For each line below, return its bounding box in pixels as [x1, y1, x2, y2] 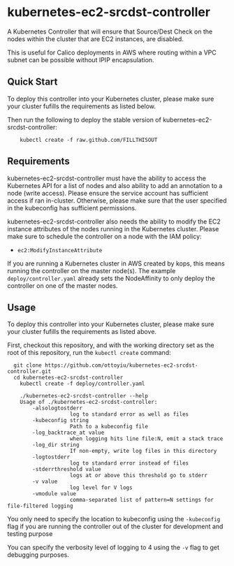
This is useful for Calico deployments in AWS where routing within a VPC [7, 48, 217, 57]
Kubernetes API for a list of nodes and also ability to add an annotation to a [7, 181, 223, 189]
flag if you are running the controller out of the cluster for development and [7, 522, 224, 531]
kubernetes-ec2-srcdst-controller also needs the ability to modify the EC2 [7, 217, 221, 226]
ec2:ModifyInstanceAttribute [17, 247, 103, 254]
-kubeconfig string [32, 417, 89, 424]
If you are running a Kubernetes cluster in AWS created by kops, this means [7, 259, 225, 268]
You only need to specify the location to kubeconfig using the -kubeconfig [7, 515, 221, 523]
